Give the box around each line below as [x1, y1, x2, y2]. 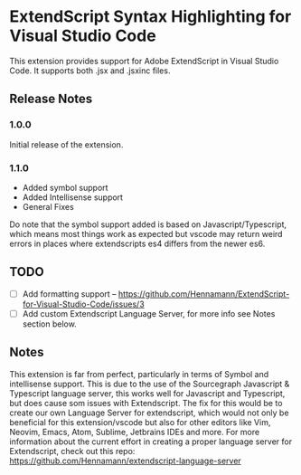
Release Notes [9, 91, 93, 107]
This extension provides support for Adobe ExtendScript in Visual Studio [9, 55, 279, 66]
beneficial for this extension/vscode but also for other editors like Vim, [9, 416, 271, 427]
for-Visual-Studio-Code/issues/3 [22, 299, 145, 309]
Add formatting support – [22, 288, 117, 299]
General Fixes [22, 201, 74, 212]
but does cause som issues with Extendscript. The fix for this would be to [9, 397, 283, 408]
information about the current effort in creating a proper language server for [9, 436, 293, 447]
